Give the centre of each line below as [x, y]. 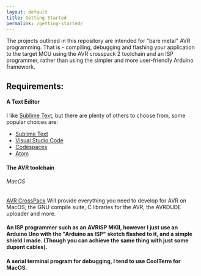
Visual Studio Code [39, 140]
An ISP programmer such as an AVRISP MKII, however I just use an [92, 228]
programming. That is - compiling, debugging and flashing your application [101, 47]
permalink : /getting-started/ [45, 23]
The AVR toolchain [31, 167]
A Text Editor [23, 102]
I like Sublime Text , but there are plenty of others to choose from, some [96, 115]
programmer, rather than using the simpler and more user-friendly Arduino [100, 60]
